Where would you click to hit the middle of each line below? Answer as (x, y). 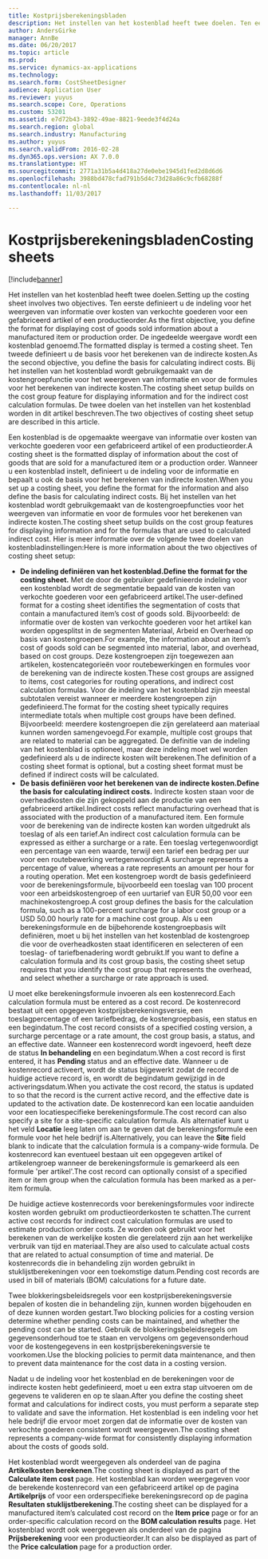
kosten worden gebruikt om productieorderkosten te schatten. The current (130, 1212)
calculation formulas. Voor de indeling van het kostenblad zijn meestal (135, 690)
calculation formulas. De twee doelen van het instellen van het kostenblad (130, 404)
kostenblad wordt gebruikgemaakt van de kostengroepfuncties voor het (126, 505)
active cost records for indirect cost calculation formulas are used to (120, 1220)
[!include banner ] (35, 279)
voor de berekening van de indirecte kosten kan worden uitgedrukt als (135, 825)
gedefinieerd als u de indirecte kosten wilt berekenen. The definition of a (138, 758)
